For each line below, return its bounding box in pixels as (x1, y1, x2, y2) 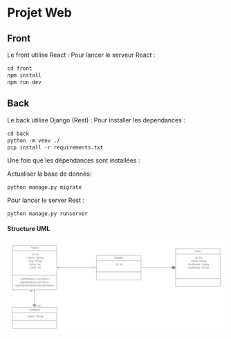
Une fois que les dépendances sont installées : (7, 156, 140, 164)
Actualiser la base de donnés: (7, 169, 92, 178)
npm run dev (7, 79, 41, 86)
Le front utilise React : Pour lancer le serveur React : (7, 51, 156, 59)
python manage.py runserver (7, 210, 89, 217)
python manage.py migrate (7, 183, 82, 191)
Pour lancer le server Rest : (7, 196, 85, 204)
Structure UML (7, 225, 50, 233)
